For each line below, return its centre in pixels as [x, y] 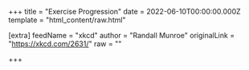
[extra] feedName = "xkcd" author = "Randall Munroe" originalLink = [122, 35]
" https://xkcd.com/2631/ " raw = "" [65, 44]
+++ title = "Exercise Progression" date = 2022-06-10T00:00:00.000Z [124, 12]
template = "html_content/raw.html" [67, 20]
